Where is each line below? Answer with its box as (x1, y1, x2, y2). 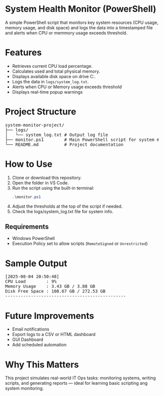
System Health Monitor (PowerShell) (5, 3, 157, 15)
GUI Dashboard (12, 337, 43, 342)
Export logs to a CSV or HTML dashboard (12, 332, 96, 337)
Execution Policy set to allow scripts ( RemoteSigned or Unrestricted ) (12, 240, 148, 247)
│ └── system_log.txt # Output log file (5, 132, 108, 138)
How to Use (5, 158, 53, 169)
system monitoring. (5, 385, 44, 391)
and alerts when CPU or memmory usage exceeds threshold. (5, 30, 128, 36)
